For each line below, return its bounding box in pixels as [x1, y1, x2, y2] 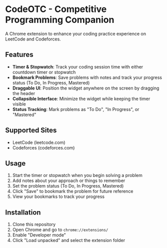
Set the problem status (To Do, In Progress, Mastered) [12, 183, 124, 189]
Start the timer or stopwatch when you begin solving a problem [12, 172, 142, 178]
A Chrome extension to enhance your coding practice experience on [5, 30, 146, 36]
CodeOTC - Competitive [5, 3, 107, 15]
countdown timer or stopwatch [12, 69, 76, 75]
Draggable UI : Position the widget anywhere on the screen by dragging [12, 85, 159, 91]
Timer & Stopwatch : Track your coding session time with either [12, 63, 143, 69]
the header [12, 90, 35, 96]
